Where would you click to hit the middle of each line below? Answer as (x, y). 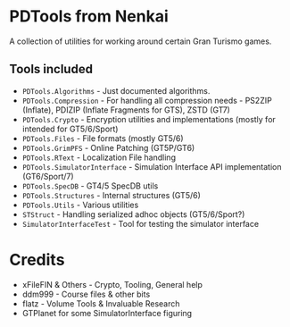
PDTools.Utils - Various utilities (80, 205)
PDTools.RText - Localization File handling (99, 157)
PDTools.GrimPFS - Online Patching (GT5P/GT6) (108, 147)
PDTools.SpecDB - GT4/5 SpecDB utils (90, 186)
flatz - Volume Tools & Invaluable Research (101, 303)
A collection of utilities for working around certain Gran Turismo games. (141, 41)
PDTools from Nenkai (89, 17)
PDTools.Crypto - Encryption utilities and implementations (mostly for (149, 119)
